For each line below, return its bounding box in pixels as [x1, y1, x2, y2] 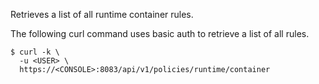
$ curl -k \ [10, 47, 60, 57]
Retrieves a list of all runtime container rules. [10, 9, 194, 20]
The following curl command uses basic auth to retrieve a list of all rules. [10, 28, 310, 39]
